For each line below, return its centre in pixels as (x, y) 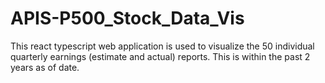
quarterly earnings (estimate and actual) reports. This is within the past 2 (160, 56)
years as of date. (45, 67)
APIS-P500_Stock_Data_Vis (127, 18)
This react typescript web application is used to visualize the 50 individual (162, 46)
